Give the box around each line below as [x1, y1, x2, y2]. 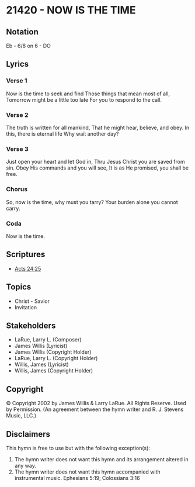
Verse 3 [6, 144, 29, 153]
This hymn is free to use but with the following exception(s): [6, 444, 151, 451]
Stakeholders [6, 320, 56, 330]
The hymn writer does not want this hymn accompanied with [14, 468, 161, 475]
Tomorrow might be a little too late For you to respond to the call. [6, 96, 162, 103]
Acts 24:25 [14, 265, 41, 272]
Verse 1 [6, 77, 27, 85]
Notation [6, 27, 39, 37]
